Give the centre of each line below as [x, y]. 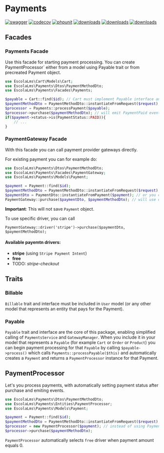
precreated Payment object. [33, 72]
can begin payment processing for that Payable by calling [63, 347]
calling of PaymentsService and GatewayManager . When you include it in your [80, 337]
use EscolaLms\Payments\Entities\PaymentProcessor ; [59, 404]
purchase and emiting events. [35, 390]
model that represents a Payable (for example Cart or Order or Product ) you [80, 342]
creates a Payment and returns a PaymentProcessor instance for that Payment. [82, 358]
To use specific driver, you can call [40, 218]
